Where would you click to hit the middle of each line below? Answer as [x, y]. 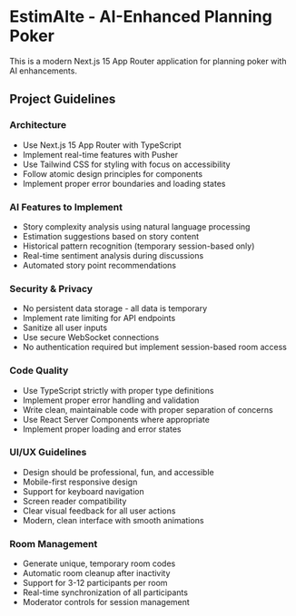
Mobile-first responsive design [80, 482]
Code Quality [39, 371]
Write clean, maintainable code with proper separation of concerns [148, 409]
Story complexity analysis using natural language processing [136, 226]
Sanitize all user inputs [64, 328]
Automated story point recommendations [99, 265]
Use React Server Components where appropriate [116, 419]
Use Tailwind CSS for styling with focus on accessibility [126, 164]
